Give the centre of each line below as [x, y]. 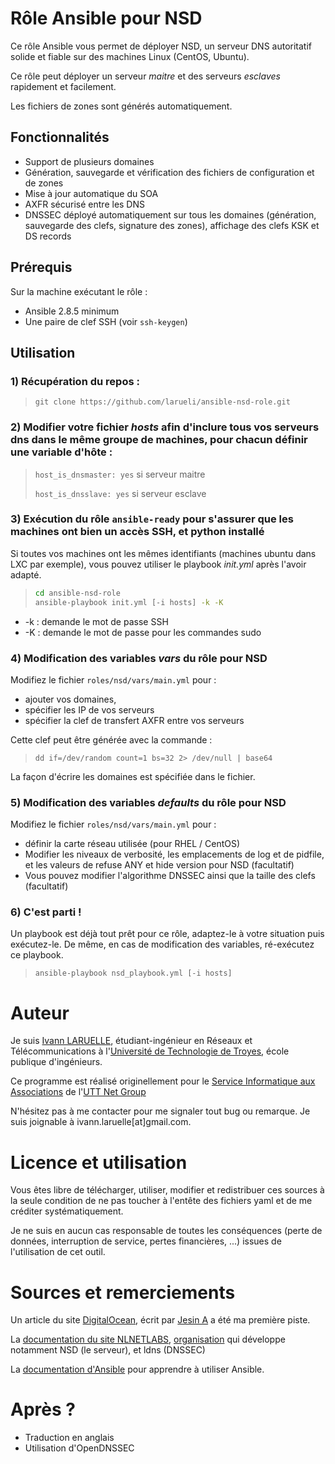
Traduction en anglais [69, 1438]
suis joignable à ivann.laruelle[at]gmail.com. [101, 1122]
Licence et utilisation [99, 1162]
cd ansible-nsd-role [77, 593]
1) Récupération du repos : [75, 381]
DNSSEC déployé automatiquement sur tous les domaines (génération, [170, 214]
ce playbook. [37, 955]
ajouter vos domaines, [70, 699]
